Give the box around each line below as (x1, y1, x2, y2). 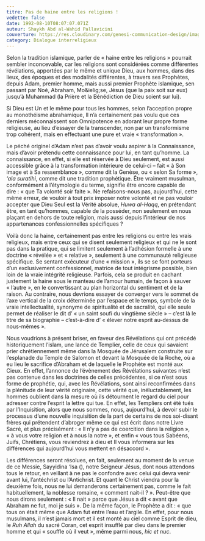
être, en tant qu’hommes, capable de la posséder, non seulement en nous (6, 207, 192, 214)
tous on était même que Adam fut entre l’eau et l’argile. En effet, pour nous (6, 509, 193, 515)
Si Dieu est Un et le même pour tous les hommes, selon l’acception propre (6, 105, 193, 112)
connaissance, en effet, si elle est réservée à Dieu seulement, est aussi (6, 156, 185, 162)
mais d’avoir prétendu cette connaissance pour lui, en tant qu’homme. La (6, 149, 190, 156)
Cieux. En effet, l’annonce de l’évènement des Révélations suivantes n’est (6, 367, 190, 374)
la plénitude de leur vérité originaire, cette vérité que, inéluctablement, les (6, 387, 192, 393)
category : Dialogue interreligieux (6, 37, 97, 43)
